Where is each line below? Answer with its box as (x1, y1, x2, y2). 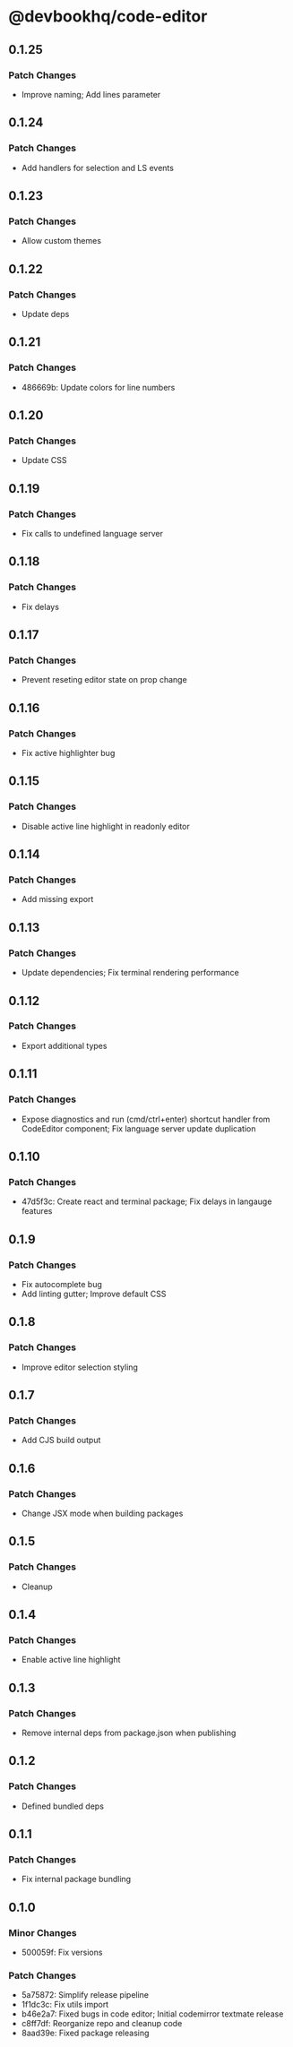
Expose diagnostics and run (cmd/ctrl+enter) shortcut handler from (21, 1114, 271, 1124)
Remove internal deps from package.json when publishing (21, 1727, 237, 1738)
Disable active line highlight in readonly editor (21, 821, 190, 831)
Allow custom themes (21, 236, 102, 246)
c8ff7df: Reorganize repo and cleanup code (21, 2018, 183, 2029)
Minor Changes (8, 1926, 77, 1939)
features (21, 1206, 53, 1217)
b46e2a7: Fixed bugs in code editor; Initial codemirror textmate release (21, 2008, 284, 2019)
